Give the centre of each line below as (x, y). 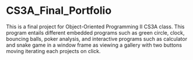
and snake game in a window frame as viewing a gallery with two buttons (94, 45)
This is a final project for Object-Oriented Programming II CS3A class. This (95, 27)
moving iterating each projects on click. (53, 51)
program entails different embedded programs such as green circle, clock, (95, 32)
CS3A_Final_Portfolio (59, 11)
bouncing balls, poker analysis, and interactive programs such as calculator (97, 39)
